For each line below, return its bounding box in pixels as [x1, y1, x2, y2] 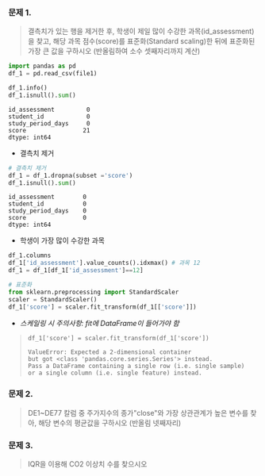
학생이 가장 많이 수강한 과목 [19, 236, 106, 245]
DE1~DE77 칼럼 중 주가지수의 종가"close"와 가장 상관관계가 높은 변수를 [27, 408, 248, 417]
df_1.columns [8, 251, 52, 259]
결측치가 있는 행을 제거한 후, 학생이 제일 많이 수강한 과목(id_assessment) [27, 26, 255, 36]
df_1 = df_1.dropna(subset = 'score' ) [8, 171, 133, 179]
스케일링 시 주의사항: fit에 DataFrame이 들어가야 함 [19, 318, 180, 328]
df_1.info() [8, 84, 48, 92]
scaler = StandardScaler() [8, 295, 98, 303]
